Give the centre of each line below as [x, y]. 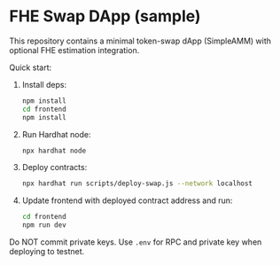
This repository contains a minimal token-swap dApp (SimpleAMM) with [140, 41]
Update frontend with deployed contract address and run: [127, 200]
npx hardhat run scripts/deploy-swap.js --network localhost [137, 183]
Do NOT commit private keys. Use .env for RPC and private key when [136, 242]
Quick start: [30, 67]
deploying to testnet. [47, 252]
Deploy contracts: [54, 168]
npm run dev [44, 225]
